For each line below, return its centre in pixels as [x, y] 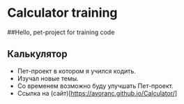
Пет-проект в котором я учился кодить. [76, 70]
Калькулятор [37, 54]
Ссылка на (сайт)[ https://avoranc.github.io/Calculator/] [97, 93]
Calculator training [62, 13]
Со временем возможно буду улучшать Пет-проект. [95, 86]
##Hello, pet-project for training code [61, 32]
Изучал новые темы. [48, 78]
